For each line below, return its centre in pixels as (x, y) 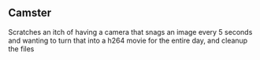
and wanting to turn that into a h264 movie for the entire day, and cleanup (128, 40)
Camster (30, 13)
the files (21, 49)
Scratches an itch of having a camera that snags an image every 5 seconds (130, 32)
